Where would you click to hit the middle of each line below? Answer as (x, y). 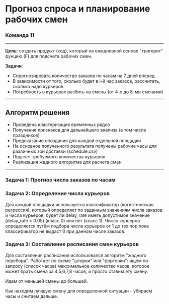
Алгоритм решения (37, 112)
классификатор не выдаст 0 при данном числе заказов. (65, 231)
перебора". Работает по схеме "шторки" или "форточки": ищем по (77, 261)
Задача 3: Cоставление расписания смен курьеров (72, 244)
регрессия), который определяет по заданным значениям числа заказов (84, 210)
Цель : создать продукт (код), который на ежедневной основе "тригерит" (84, 51)
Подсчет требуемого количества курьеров (59, 157)
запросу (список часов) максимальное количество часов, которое (77, 266)
